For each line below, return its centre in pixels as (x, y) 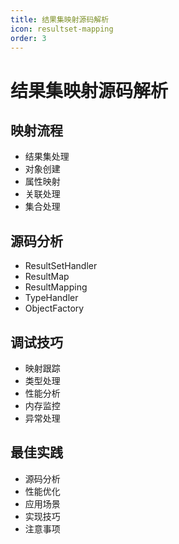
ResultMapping (56, 287)
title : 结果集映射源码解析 (60, 19)
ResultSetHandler (61, 266)
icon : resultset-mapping (62, 29)
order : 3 (28, 38)
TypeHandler (51, 298)
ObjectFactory (54, 308)
